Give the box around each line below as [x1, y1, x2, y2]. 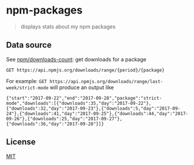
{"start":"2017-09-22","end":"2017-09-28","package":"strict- [6, 95, 162, 101]
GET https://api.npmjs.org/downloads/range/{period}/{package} [6, 67, 165, 73]
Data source [6, 40, 52, 50]
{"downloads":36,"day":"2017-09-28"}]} [6, 121, 104, 127]
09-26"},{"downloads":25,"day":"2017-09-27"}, [6, 115, 123, 121]
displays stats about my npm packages [20, 23, 116, 30]
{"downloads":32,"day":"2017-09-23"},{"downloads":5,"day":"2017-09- [6, 105, 181, 111]
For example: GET [6, 77, 47, 84]
